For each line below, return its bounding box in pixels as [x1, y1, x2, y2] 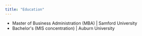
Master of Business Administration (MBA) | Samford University [12, 20, 138, 26]
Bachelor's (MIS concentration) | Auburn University [12, 25, 115, 31]
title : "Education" [5, 7, 45, 12]
